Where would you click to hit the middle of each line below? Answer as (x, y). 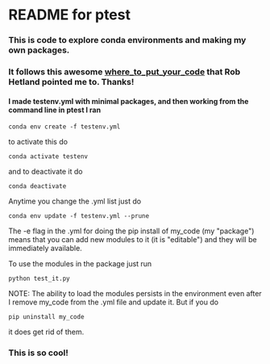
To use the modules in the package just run (80, 264)
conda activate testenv (48, 157)
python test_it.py (39, 279)
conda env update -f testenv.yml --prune (79, 216)
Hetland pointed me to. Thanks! (71, 82)
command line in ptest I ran (55, 110)
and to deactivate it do (46, 172)
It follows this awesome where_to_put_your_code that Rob (124, 72)
